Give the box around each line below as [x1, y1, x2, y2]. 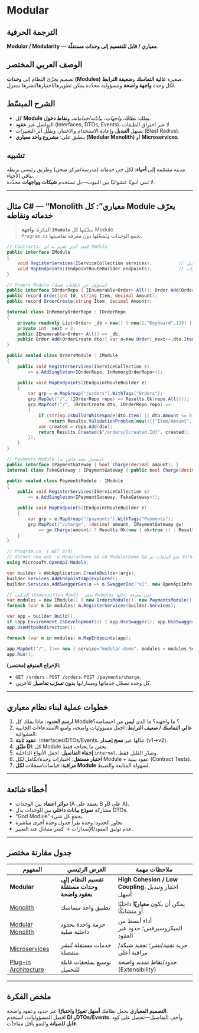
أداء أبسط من [118, 916, 152, 924]
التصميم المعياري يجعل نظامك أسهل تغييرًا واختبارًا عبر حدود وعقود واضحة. [6, 1007, 168, 1014]
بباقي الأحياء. [6, 172, 35, 179]
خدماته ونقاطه [6, 210, 53, 220]
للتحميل [60, 965, 80, 973]
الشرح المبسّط [6, 99, 56, 109]
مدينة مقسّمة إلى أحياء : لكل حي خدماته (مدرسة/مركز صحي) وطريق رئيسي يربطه [6, 166, 185, 173]
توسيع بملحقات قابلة [60, 957, 112, 966]
